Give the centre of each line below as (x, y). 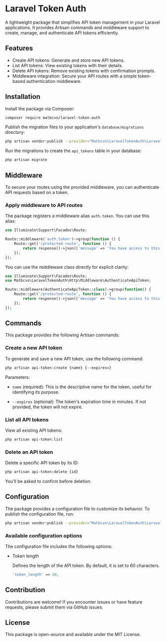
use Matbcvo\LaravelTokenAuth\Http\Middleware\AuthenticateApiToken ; (78, 281)
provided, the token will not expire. (47, 407)
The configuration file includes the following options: (59, 546)
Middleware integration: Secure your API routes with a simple (74, 76)
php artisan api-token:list (34, 439)
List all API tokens (27, 419)
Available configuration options (44, 535)
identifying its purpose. (36, 392)
